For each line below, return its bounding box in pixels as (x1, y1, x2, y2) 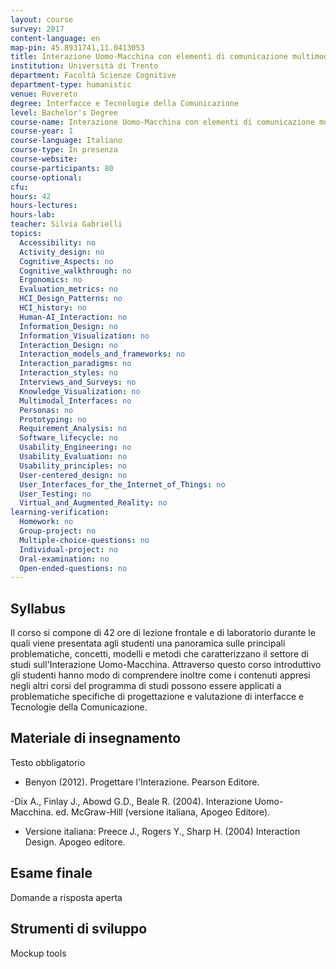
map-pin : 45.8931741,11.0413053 (10, 42, 145, 53)
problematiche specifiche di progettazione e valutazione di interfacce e (10, 691, 305, 703)
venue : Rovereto (10, 89, 78, 99)
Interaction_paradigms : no (19, 359, 132, 369)
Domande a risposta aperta (10, 891, 123, 903)
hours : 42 (10, 191, 52, 201)
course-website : (10, 154, 78, 164)
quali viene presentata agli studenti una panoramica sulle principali (10, 637, 286, 650)
